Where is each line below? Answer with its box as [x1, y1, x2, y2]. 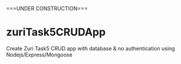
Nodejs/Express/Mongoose [6, 51, 73, 58]
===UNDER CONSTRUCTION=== [6, 5, 88, 12]
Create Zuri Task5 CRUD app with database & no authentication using [6, 45, 175, 52]
